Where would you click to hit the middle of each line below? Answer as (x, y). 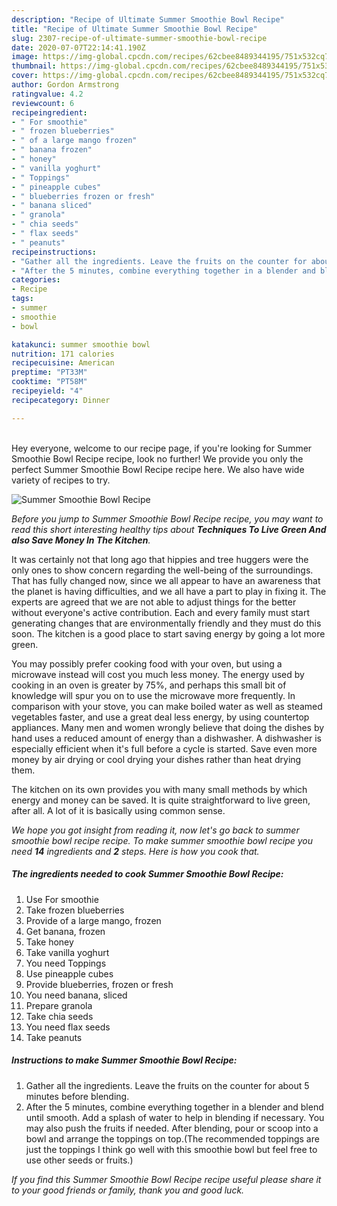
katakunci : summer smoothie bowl (81, 344)
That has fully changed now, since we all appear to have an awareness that (166, 580)
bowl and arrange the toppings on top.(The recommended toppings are (172, 1138)
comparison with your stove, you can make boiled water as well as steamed (167, 706)
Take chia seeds (59, 1016)
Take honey (49, 942)
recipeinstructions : (54, 252)
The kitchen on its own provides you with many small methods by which (159, 789)
